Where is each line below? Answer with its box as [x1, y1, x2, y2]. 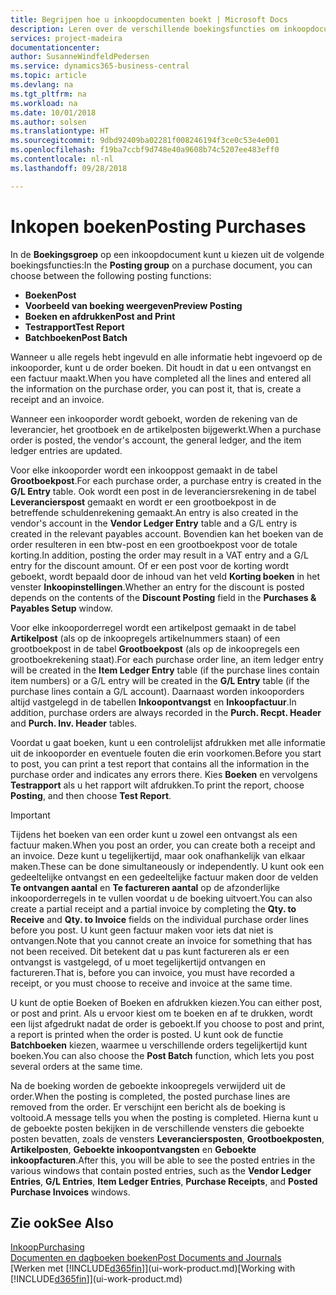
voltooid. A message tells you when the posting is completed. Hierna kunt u [10, 1111, 319, 1123]
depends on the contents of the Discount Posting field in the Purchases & [10, 591, 317, 603]
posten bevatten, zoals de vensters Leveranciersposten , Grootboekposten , [10, 1132, 325, 1145]
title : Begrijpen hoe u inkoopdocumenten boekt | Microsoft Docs [10, 14, 288, 25]
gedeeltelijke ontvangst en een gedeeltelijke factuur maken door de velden [10, 871, 319, 883]
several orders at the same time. [10, 1060, 143, 1072]
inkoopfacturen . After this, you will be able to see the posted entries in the [10, 1154, 316, 1166]
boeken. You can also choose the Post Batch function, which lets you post [10, 1049, 315, 1061]
